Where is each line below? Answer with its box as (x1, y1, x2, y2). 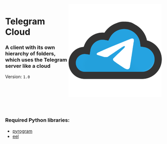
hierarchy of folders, (5, 50, 56, 57)
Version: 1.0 (5, 74, 30, 80)
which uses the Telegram (5, 56, 67, 63)
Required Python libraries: (5, 117, 70, 124)
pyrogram (12, 128, 33, 134)
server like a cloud (5, 63, 51, 70)
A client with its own (5, 44, 56, 51)
